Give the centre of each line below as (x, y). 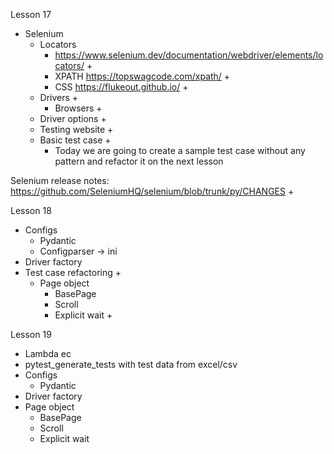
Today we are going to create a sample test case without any (180, 150)
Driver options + (73, 118)
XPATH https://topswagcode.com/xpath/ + (142, 76)
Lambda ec (48, 353)
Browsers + (78, 108)
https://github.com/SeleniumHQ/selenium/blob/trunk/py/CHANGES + (152, 191)
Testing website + (76, 129)
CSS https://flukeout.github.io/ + (121, 87)
